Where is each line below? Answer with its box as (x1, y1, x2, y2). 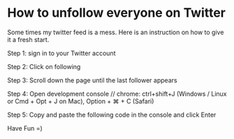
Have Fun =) (7, 124, 43, 132)
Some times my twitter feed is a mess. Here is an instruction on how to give (7, 28, 224, 36)
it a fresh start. (7, 35, 50, 43)
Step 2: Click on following (7, 62, 81, 71)
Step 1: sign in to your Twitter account (7, 49, 116, 57)
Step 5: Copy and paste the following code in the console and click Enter (7, 110, 217, 119)
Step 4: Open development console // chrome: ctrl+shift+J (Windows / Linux (7, 89, 227, 98)
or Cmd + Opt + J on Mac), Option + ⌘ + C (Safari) (7, 96, 154, 105)
